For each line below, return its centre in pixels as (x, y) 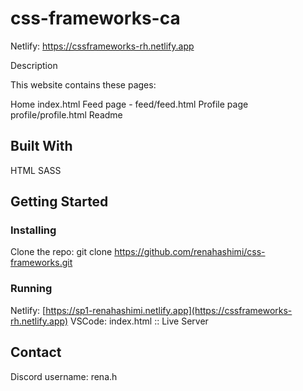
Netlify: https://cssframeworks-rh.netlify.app (102, 46)
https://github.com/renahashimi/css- (190, 252)
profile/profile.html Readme (66, 114)
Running (31, 289)
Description (34, 65)
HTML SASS (36, 170)
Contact (36, 352)
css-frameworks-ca (95, 18)
